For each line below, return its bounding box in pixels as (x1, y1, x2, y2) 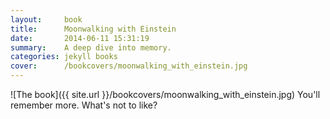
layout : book (10, 14, 83, 25)
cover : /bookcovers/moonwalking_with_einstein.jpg (10, 61, 248, 71)
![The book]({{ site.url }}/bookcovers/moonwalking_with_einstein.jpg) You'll (10, 89, 321, 100)
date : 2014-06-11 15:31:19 (10, 33, 150, 43)
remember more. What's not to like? (10, 99, 158, 111)
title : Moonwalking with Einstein (10, 24, 177, 34)
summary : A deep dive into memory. (10, 42, 172, 53)
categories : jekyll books (10, 52, 118, 62)
